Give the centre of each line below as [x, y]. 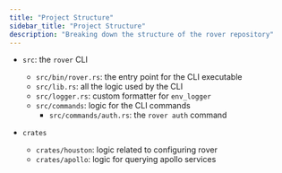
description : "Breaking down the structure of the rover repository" [142, 34]
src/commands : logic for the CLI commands [113, 106]
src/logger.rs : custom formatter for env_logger [124, 96]
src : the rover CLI [55, 60]
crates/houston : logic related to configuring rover [126, 150]
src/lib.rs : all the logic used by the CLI [109, 87]
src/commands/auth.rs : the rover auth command [138, 115]
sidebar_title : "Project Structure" [77, 26]
